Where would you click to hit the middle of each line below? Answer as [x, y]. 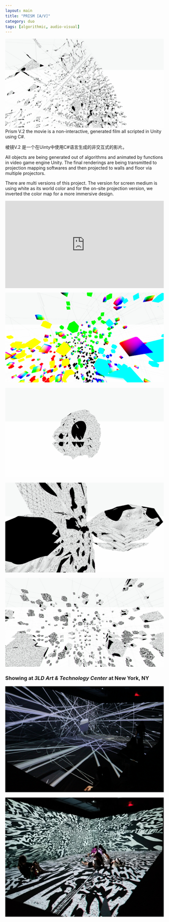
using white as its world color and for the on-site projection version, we [79, 188]
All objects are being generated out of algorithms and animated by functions [84, 157]
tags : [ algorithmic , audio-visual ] [43, 27]
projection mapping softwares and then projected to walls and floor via [78, 168]
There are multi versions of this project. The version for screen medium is [81, 183]
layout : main [19, 11]
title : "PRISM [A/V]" [28, 16]
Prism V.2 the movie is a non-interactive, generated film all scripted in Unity [83, 131]
